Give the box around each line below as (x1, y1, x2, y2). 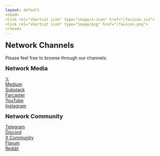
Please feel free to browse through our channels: (5, 55, 107, 61)
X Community (5, 135, 34, 141)
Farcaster (5, 92, 25, 98)
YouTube (5, 98, 24, 104)
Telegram (5, 124, 25, 130)
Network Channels (5, 40, 74, 50)
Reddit (5, 145, 19, 151)
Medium (5, 81, 23, 87)
